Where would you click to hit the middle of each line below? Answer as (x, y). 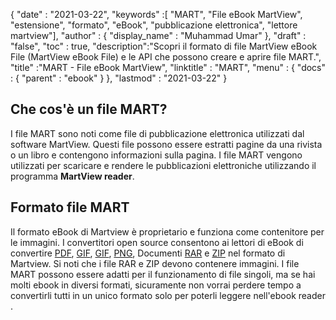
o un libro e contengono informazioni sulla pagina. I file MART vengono (156, 155)
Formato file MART (70, 207)
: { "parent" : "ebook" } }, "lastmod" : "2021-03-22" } (119, 78)
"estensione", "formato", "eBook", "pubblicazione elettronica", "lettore (154, 25)
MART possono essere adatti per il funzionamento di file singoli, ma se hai (163, 274)
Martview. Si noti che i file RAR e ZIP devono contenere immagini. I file (155, 263)
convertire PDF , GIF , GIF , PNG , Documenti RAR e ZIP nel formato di (148, 253)
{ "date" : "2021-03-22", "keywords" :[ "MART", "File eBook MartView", (156, 14)
